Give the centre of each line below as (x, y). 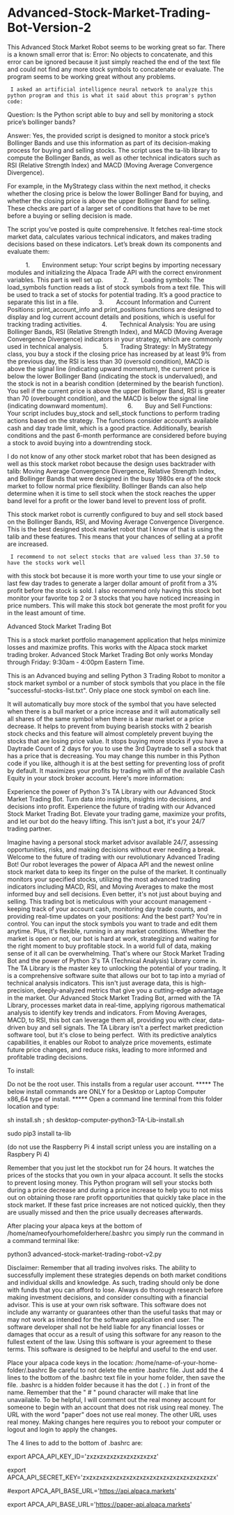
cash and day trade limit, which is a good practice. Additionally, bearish (110, 428)
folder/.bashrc (27, 1370)
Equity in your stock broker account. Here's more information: (96, 778)
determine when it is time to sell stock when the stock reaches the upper (111, 493)
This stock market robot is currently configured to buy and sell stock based (115, 514)
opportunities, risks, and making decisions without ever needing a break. (111, 850)
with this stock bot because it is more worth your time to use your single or (114, 575)
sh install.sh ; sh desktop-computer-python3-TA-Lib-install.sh (96, 1120)
